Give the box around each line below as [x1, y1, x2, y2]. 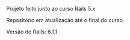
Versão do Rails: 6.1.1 [6, 28, 58, 35]
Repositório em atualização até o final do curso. [6, 17, 125, 23]
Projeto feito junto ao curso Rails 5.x [6, 5, 96, 12]
